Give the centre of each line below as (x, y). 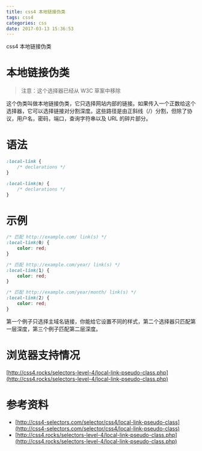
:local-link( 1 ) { (28, 270)
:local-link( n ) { (28, 183)
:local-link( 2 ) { (28, 298)
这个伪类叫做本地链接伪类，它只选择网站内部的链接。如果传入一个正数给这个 (101, 103)
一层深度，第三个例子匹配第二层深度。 (54, 329)
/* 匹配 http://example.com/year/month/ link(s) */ (71, 292)
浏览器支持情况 (43, 355)
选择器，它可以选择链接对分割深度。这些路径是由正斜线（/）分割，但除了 (97, 111)
